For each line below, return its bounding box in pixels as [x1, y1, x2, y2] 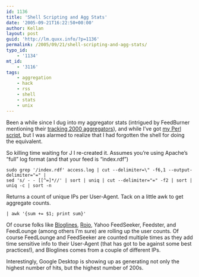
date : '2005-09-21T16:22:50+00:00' [6, 20, 94, 26]
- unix [17, 102, 33, 109]
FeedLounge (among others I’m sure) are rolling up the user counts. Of [6, 227, 179, 234]
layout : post [6, 31, 39, 37]
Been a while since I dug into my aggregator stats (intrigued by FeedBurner [6, 119, 190, 126]
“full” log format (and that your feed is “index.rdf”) [6, 155, 129, 163]
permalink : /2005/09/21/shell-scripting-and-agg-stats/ [6, 42, 147, 48]
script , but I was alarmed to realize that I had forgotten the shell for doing [6, 131, 185, 138]
